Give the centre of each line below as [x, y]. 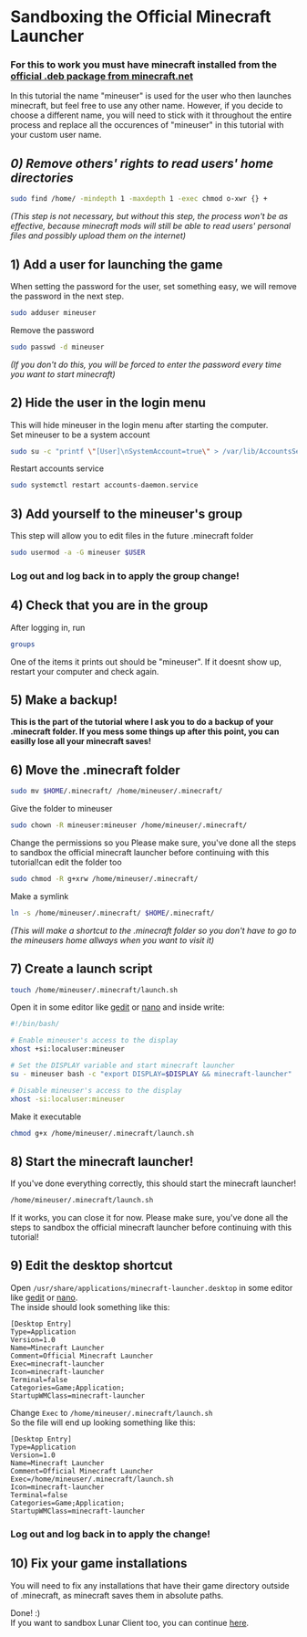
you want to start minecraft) [63, 374]
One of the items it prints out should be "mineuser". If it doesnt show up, [146, 661]
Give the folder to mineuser [61, 809]
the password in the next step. [67, 296]
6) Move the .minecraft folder [95, 770]
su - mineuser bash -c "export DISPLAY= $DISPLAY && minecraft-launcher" [151, 1074]
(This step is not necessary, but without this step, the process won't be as [149, 216]
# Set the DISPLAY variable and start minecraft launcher [123, 1065]
